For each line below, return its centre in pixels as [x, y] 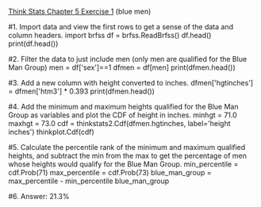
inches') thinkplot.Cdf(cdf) [52, 132]
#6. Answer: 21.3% [39, 196]
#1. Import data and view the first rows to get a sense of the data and [121, 27]
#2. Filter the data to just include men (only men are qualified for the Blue [128, 59]
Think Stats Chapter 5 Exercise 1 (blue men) [80, 11]
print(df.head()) [33, 44]
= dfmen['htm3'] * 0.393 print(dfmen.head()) [81, 91]
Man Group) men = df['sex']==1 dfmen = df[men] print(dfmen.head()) [122, 67]
